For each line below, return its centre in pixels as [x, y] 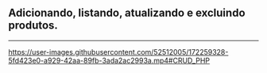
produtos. [33, 26]
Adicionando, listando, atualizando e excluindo [127, 13]
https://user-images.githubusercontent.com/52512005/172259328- [118, 52]
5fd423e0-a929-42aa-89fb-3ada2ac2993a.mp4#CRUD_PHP [109, 60]
